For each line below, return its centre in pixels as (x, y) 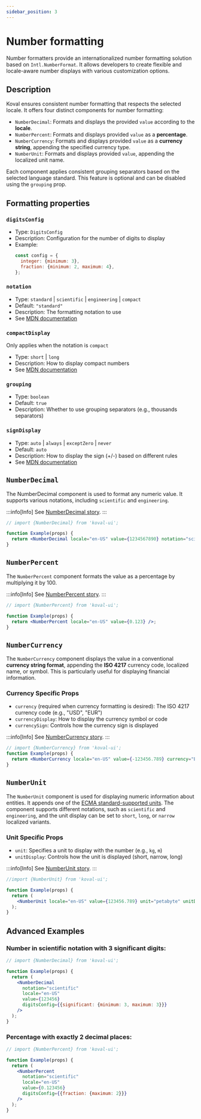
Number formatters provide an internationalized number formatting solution (99, 58)
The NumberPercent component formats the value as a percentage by (91, 576)
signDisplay (24, 431)
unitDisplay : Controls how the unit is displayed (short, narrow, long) (99, 857)
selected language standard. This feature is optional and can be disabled (96, 178)
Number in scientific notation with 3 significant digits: (86, 948)
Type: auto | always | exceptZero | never (63, 443)
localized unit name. (39, 160)
